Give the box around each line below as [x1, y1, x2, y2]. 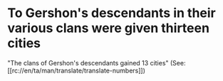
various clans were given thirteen [7, 20, 210, 36]
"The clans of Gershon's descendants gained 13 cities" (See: [7, 58, 186, 67]
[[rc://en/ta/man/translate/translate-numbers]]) [7, 66, 146, 75]
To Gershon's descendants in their [7, 5, 216, 21]
